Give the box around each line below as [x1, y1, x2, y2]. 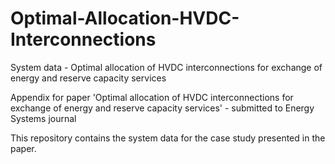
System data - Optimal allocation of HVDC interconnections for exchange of [10, 61, 323, 73]
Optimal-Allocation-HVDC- [10, 7, 240, 30]
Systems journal [10, 112, 77, 124]
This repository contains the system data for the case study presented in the [10, 132, 326, 144]
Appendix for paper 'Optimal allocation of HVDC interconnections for [10, 91, 294, 103]
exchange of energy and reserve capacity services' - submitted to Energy [10, 102, 315, 114]
